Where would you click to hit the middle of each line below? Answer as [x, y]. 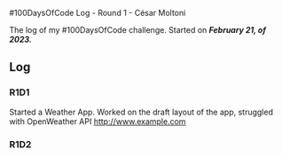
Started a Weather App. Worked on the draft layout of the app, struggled [141, 112]
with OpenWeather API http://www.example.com [98, 121]
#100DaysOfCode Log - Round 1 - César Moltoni [98, 13]
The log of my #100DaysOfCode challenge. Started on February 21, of [137, 30]
